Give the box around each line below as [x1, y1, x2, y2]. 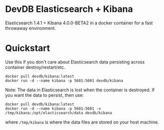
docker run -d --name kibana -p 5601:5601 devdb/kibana [5, 78, 123, 83]
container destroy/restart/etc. [5, 64, 66, 70]
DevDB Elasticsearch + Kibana [5, 3, 133, 15]
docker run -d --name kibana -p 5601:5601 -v [5, 106, 101, 111]
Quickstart [5, 43, 51, 54]
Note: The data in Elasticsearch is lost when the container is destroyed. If [5, 87, 155, 93]
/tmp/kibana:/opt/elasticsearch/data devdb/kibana [5, 110, 112, 115]
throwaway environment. [5, 25, 56, 31]
